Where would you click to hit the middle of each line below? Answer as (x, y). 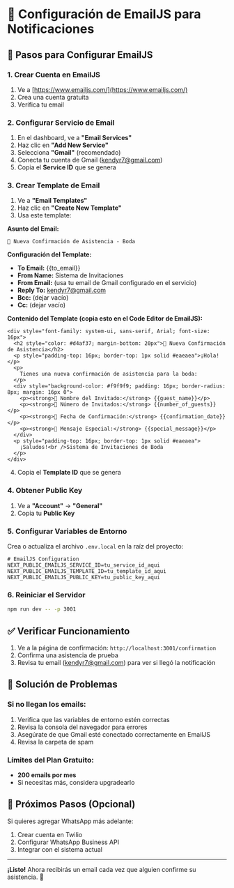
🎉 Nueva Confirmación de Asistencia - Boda (71, 242)
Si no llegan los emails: (47, 705)
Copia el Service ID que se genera (67, 167)
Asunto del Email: (33, 229)
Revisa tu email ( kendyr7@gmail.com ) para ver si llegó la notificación (116, 663)
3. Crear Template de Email (54, 185)
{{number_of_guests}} (185, 405)
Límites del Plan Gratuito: (50, 760)
